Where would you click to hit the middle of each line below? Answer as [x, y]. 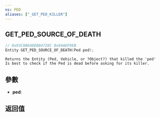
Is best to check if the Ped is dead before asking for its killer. [77, 64]
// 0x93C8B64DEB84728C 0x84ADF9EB [41, 46]
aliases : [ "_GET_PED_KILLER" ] [36, 14]
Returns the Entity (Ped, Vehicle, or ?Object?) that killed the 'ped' [80, 59]
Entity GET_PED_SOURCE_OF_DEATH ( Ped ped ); [50, 50]
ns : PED [13, 10]
